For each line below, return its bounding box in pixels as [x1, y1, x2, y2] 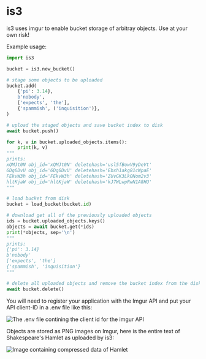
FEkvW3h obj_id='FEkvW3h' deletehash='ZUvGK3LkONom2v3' [6, 173, 152, 179]
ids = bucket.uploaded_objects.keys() [6, 218, 105, 224]
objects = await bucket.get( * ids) [6, 224, 95, 230]
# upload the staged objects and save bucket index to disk [6, 122, 164, 128]
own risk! [6, 31, 29, 38]
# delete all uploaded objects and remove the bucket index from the [6, 280, 188, 286]
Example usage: [6, 43, 47, 50]
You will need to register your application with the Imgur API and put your [6, 297, 191, 304]
